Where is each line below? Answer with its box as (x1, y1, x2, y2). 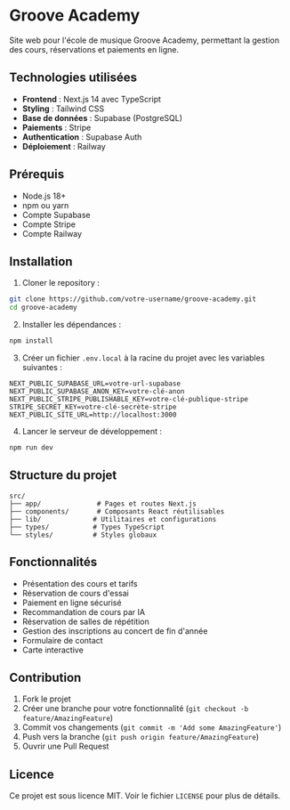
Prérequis (9, 166, 65, 182)
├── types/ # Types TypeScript (9, 522, 165, 531)
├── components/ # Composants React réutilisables (9, 506, 225, 516)
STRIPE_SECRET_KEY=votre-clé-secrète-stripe (9, 402, 177, 411)
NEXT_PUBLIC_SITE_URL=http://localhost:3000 (9, 410, 177, 419)
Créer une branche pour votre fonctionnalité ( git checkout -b (21, 703, 249, 714)
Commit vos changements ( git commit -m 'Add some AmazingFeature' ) (21, 722, 282, 733)
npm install (9, 336, 53, 345)
